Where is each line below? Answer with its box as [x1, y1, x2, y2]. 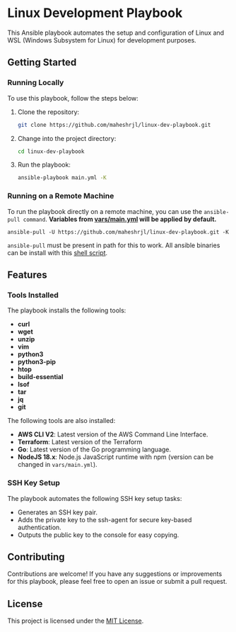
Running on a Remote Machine [7, 191, 114, 201]
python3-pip [17, 358, 57, 366]
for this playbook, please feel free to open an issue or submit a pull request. [7, 577, 228, 586]
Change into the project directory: [17, 134, 117, 142]
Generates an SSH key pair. [17, 508, 98, 517]
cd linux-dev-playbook [17, 147, 85, 155]
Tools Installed [7, 290, 59, 300]
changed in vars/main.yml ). [17, 461, 98, 469]
